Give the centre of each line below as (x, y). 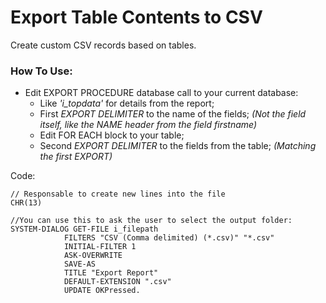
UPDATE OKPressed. (102, 291)
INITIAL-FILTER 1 (100, 247)
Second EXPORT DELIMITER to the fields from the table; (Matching (178, 146)
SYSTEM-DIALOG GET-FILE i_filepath (84, 229)
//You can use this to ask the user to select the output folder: (151, 221)
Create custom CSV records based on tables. (103, 45)
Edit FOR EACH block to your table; (112, 135)
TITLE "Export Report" (111, 273)
